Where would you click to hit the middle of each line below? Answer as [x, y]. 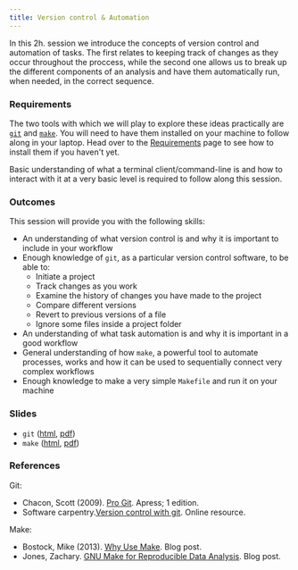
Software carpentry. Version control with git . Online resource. [134, 512]
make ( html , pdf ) [51, 442]
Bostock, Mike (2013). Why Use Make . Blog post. [112, 547]
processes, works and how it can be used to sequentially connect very [152, 362]
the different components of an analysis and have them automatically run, [145, 71]
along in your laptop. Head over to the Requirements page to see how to [141, 142]
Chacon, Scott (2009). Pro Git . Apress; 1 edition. [110, 502]
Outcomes [33, 202]
